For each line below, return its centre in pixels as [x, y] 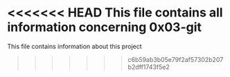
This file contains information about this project [74, 46]
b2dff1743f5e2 [149, 67]
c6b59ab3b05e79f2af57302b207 [176, 59]
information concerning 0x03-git [105, 27]
